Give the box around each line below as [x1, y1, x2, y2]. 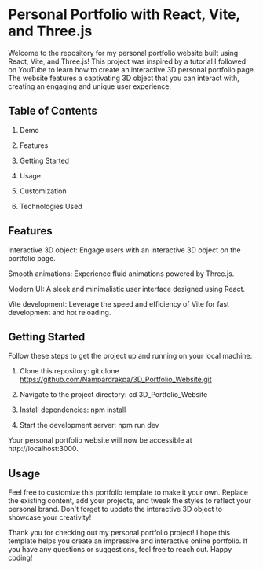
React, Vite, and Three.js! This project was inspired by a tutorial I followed [8, 57, 247, 66]
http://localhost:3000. [8, 444, 79, 454]
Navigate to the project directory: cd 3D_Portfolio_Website [19, 390, 208, 399]
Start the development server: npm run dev [19, 421, 159, 430]
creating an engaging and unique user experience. [8, 81, 171, 91]
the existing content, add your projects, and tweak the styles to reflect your [8, 496, 252, 506]
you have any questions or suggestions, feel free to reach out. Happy [8, 545, 232, 554]
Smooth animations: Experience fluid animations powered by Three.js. [8, 269, 235, 278]
